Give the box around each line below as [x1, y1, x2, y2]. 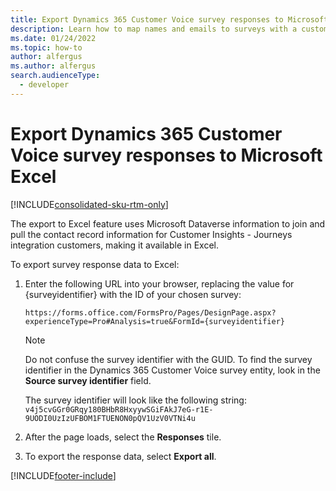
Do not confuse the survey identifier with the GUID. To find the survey [24, 353, 313, 365]
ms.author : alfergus [10, 61, 97, 71]
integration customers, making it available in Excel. [10, 239, 219, 251]
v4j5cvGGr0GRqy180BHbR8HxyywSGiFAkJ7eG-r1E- [24, 404, 214, 415]
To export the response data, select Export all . [24, 450, 217, 462]
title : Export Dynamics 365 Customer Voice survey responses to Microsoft [10, 14, 329, 25]
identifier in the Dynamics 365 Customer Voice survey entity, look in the [24, 364, 321, 376]
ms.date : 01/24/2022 [10, 33, 97, 43]
